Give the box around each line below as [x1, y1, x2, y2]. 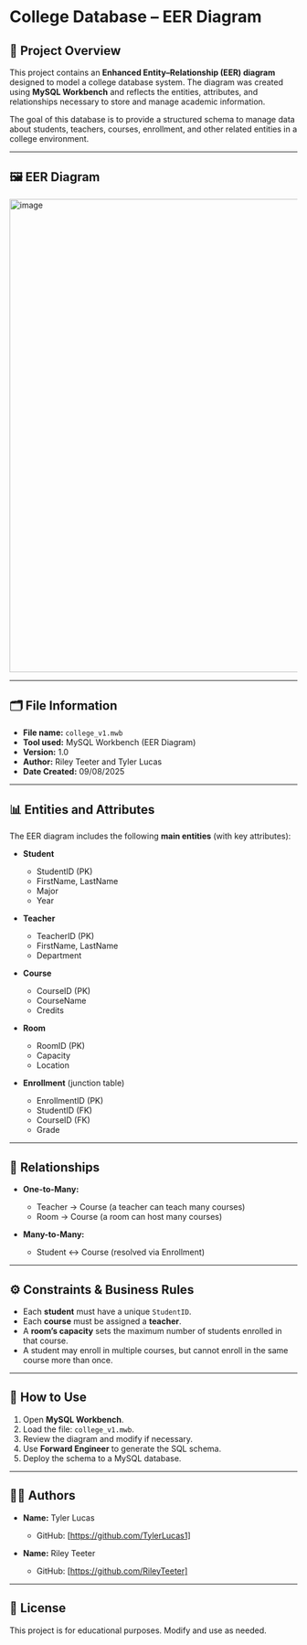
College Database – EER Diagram [9, 6, 262, 27]
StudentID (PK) [36, 866, 93, 877]
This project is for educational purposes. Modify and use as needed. [9, 1625, 267, 1636]
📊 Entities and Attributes [9, 802, 155, 817]
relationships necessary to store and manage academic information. [9, 96, 266, 107]
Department [36, 950, 82, 961]
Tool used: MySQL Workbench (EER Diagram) [22, 736, 196, 747]
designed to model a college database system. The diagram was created [9, 77, 284, 88]
